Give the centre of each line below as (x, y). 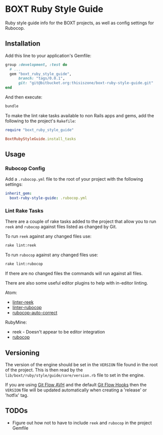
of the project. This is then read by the (44, 370)
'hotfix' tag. (17, 395)
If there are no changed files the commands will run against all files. (74, 274)
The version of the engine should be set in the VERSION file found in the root (81, 364)
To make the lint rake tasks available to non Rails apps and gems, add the (80, 115)
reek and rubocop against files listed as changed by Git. (61, 227)
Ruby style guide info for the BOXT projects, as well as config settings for (80, 23)
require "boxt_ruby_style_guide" (40, 130)
